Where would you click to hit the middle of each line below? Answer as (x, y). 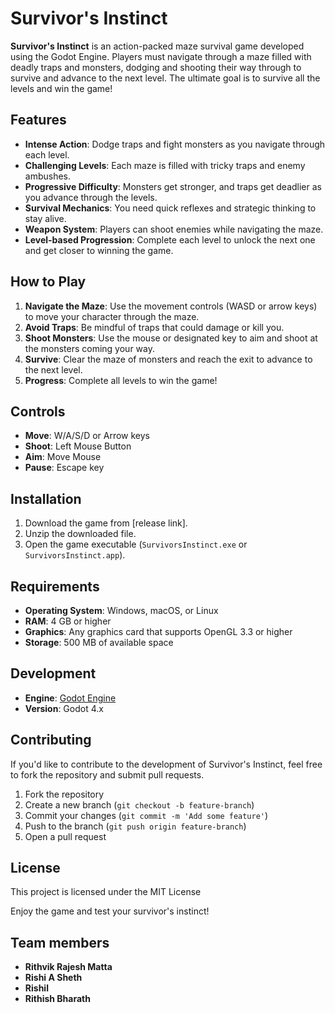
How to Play (48, 282)
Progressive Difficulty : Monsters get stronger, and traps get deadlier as (173, 186)
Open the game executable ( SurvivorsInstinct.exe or (136, 544)
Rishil (36, 988)
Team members (60, 942)
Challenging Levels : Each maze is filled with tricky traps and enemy (165, 165)
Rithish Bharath (57, 999)
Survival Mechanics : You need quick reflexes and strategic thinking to (170, 208)
